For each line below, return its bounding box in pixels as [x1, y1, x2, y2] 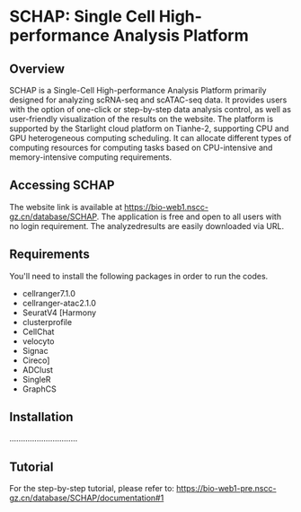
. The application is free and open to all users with [96, 211, 281, 222]
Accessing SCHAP [9, 178, 115, 193]
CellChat [22, 326, 55, 337]
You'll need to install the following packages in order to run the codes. [9, 270, 269, 281]
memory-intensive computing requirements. [9, 152, 173, 163]
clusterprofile [22, 316, 73, 327]
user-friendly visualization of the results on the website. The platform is [9, 114, 274, 124]
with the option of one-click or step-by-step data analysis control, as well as [9, 104, 292, 114]
